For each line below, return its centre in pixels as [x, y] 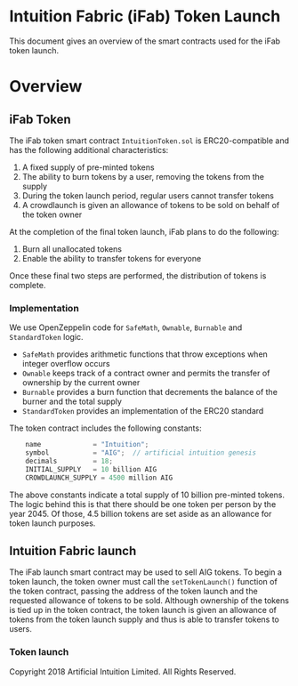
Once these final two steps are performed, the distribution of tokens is [138, 275]
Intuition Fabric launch [73, 551]
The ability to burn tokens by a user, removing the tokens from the [143, 176]
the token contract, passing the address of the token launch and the [133, 591]
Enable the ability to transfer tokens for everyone [112, 258]
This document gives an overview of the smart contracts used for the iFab [145, 41]
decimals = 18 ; [69, 461]
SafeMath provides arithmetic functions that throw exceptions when [145, 354]
